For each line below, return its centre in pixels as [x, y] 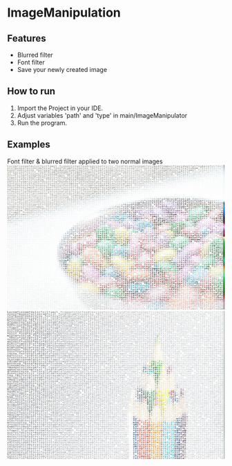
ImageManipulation [64, 13]
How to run [31, 91]
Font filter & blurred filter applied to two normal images [85, 161]
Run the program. [42, 123]
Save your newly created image [62, 70]
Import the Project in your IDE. [60, 108]
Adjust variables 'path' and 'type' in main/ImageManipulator [102, 115]
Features [27, 38]
